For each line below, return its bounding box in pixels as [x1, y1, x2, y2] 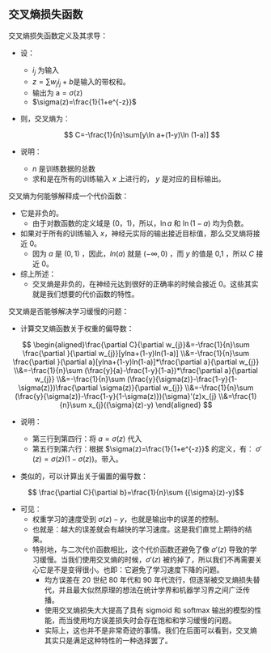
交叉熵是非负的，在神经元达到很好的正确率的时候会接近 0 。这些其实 [32, 279, 259, 289]
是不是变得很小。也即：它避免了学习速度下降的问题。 [46, 565, 224, 575]
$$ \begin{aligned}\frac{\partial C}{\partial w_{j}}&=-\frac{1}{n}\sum [22, 340, 250, 350]
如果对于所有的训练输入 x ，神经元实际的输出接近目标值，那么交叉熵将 [19, 229, 253, 239]
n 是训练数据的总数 [32, 164, 95, 174]
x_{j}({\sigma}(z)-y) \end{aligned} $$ [88, 400, 213, 410]
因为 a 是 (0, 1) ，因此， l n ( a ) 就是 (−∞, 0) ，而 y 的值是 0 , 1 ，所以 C [32, 249, 255, 259]
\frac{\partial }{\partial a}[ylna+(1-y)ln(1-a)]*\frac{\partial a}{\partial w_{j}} [12, 357, 260, 367]
